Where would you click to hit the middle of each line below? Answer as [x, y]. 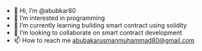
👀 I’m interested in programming [59, 18]
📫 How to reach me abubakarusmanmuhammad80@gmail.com [104, 40]
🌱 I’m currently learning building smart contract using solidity [100, 25]
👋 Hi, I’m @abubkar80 [45, 11]
